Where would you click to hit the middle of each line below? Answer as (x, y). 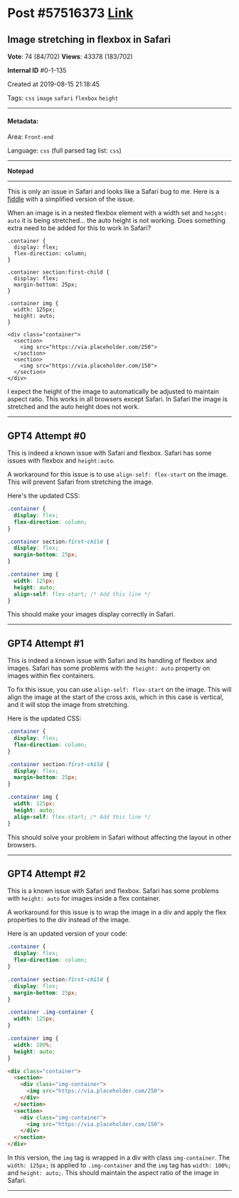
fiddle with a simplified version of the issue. (71, 199)
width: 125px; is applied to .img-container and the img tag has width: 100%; (119, 1165)
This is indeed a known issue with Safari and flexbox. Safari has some (110, 453)
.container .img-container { (51, 1012)
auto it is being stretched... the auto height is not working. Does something (117, 221)
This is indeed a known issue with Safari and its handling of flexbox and (112, 661)
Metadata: (23, 121)
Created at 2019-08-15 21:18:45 (53, 84)
